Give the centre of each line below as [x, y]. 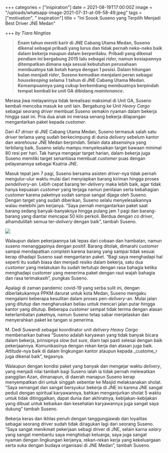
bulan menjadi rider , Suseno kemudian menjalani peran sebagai [85, 75]
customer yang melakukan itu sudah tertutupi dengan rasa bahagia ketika [81, 267]
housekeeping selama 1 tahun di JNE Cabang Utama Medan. [81, 80]
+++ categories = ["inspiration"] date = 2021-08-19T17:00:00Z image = [79, 7]
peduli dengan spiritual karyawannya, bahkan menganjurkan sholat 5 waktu [83, 393]
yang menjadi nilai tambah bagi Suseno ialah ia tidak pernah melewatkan [80, 371]
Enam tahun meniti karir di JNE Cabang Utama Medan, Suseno [84, 43]
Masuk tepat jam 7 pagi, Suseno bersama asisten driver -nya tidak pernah [81, 173]
